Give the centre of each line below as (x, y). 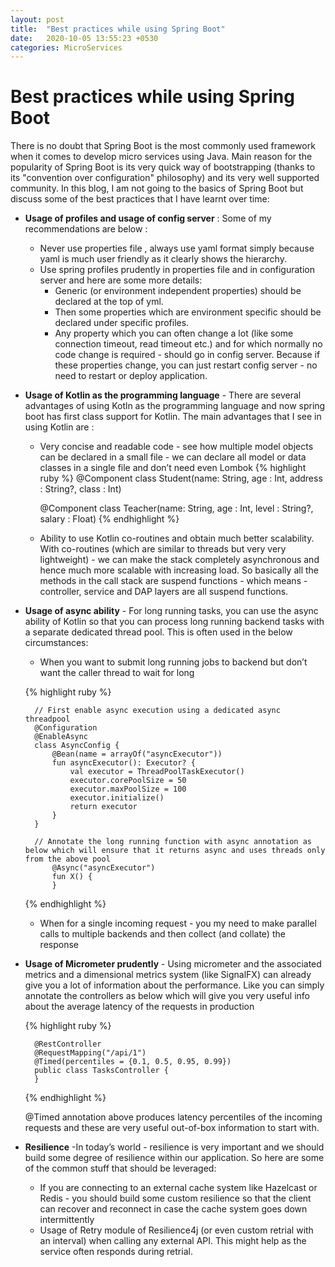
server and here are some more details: (121, 280)
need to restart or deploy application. (131, 376)
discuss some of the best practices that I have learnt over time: (140, 199)
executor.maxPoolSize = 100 (128, 789)
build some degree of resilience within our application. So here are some (174, 1158)
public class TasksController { (101, 1071)
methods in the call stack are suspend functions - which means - (173, 581)
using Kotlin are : (59, 427)
